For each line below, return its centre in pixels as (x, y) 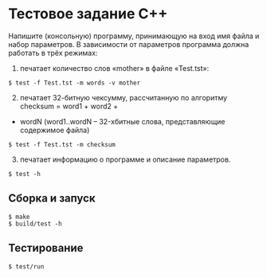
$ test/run (26, 266)
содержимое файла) (55, 130)
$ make (19, 217)
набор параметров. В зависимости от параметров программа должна (129, 44)
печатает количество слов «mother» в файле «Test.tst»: (114, 68)
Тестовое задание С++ (88, 14)
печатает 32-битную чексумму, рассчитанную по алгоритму (124, 97)
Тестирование (46, 248)
